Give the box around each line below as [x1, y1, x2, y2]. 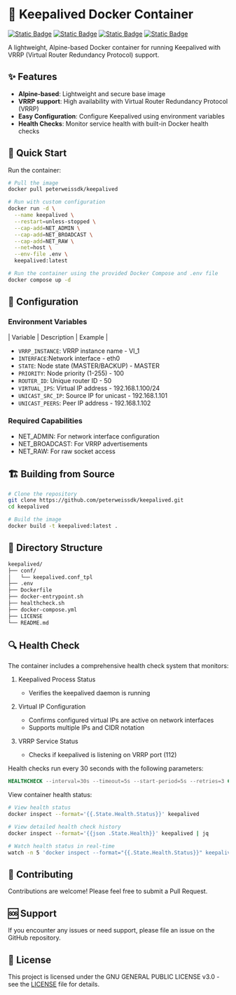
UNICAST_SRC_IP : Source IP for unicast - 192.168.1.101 [18, 391, 168, 399]
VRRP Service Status [18, 737, 79, 746]
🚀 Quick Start [8, 147, 67, 159]
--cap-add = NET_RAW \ [14, 238, 74, 245]
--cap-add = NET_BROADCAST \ [14, 231, 93, 238]
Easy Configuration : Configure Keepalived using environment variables [18, 112, 225, 120]
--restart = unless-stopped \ [14, 218, 97, 225]
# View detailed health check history [8, 823, 121, 830]
